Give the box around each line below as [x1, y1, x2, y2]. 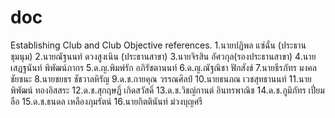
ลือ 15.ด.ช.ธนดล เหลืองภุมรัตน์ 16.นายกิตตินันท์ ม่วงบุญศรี [10, 95, 203, 107]
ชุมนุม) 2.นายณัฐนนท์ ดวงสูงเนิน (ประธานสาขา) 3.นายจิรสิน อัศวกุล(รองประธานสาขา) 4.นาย [10, 50, 317, 62]
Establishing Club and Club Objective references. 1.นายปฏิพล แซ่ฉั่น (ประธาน [10, 39, 307, 51]
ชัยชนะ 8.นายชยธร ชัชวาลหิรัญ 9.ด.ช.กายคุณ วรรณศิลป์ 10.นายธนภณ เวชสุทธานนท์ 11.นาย [10, 72, 312, 85]
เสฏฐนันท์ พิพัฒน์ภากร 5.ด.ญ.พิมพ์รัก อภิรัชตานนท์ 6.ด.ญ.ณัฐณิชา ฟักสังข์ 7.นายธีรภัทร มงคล [10, 61, 317, 73]
